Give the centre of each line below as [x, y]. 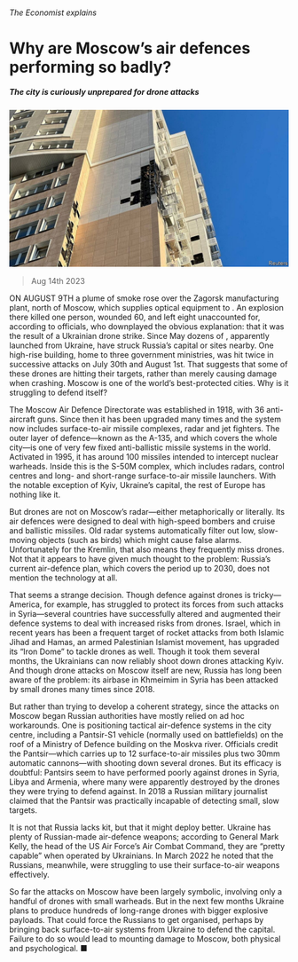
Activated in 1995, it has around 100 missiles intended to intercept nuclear [144, 457]
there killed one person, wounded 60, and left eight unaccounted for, [135, 317]
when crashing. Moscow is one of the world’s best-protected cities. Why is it [149, 383]
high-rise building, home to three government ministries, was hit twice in [141, 355]
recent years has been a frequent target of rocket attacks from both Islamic [147, 633]
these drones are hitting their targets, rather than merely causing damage [143, 374]
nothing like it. [35, 495]
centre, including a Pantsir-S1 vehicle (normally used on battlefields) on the [146, 735]
